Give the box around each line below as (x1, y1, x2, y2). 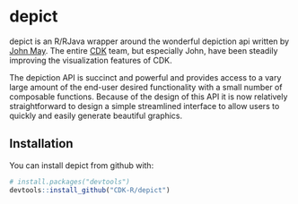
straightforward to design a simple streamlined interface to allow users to (9, 100, 280, 111)
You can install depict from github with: (9, 159, 154, 171)
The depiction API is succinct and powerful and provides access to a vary (9, 72, 282, 82)
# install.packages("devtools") (9, 177, 130, 186)
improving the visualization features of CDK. (9, 55, 172, 65)
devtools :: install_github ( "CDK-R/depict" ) (9, 185, 171, 194)
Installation (9, 136, 74, 151)
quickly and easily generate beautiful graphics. (9, 110, 183, 121)
